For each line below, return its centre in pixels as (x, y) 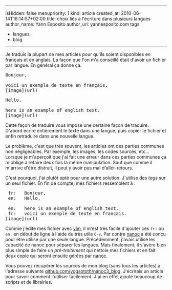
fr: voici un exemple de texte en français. (67, 214)
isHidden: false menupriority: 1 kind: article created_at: (63, 13)
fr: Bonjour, (27, 193)
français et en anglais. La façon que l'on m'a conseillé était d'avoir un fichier (86, 60)
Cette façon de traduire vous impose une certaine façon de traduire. (77, 125)
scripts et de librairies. (29, 282)
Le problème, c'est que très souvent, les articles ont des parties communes (85, 146)
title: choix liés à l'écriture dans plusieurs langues (99, 19)
